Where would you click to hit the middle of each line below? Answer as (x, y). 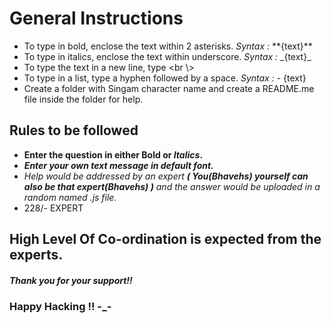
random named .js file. (70, 197)
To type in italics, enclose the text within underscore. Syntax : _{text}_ (167, 56)
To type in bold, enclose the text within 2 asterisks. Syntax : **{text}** (168, 46)
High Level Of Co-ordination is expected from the (165, 239)
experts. (36, 255)
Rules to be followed (74, 130)
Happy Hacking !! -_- (60, 307)
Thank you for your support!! (71, 280)
